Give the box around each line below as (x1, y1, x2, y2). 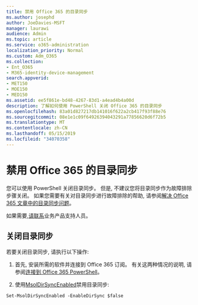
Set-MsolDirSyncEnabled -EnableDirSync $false (6, 292, 124, 298)
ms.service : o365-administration (6, 42, 89, 48)
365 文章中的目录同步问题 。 (6, 199, 75, 206)
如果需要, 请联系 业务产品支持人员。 (6, 212, 92, 219)
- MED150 (6, 92, 28, 98)
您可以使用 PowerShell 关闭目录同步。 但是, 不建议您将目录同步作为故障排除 (6, 184, 192, 191)
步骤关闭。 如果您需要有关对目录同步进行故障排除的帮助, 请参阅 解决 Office (6, 192, 188, 199)
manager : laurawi (6, 25, 49, 32)
